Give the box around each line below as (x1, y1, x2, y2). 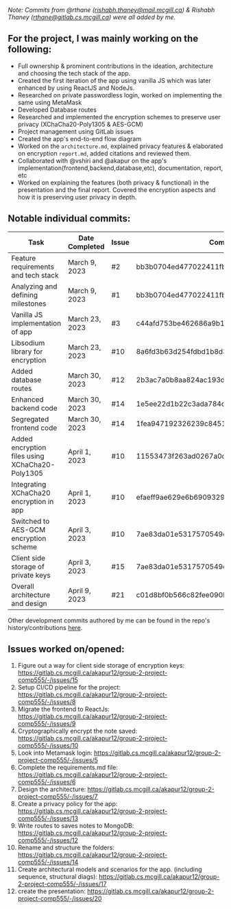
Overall (11, 581, 34, 591)
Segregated (11, 414, 49, 424)
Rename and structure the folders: (17, 843, 115, 852)
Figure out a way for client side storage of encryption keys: (17, 662, 184, 670)
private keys (11, 570, 51, 580)
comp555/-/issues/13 (17, 814, 78, 823)
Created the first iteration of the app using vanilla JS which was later (17, 76, 211, 84)
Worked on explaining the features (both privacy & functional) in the (17, 178, 210, 186)
